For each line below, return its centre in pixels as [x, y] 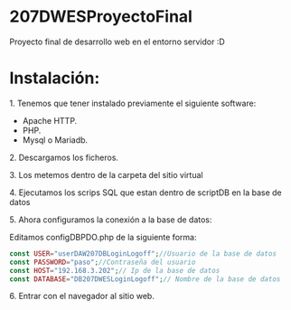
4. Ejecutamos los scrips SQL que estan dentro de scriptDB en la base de [145, 193]
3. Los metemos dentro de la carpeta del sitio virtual [106, 174]
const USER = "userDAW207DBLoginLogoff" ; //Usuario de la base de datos [143, 254]
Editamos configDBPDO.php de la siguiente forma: [103, 237]
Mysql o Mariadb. [55, 140]
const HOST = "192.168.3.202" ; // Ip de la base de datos [115, 270]
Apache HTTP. [50, 120]
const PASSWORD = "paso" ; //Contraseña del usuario [103, 262]
